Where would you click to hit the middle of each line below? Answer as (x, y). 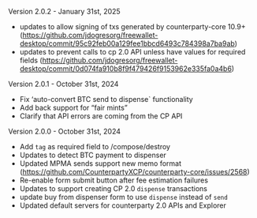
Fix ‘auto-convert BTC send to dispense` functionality (106, 99)
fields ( (31, 60)
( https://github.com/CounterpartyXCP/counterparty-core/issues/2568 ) (134, 172)
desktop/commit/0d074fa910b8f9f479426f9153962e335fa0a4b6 (126, 69)
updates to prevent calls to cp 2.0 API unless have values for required (132, 52)
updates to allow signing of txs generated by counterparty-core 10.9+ (132, 26)
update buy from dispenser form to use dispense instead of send (124, 197)
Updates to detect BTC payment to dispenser (93, 155)
